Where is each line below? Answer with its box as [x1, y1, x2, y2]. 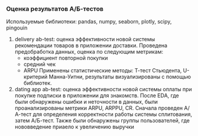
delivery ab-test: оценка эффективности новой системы [14, 36, 155, 43]
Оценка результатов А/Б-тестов [6, 5, 103, 13]
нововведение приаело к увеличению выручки [14, 123, 134, 131]
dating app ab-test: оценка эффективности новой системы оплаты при [14, 86, 192, 93]
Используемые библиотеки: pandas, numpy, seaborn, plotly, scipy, [6, 18, 172, 25]
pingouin [6, 24, 28, 31]
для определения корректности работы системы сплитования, [33, 111, 193, 118]
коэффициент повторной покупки [23, 55, 108, 62]
